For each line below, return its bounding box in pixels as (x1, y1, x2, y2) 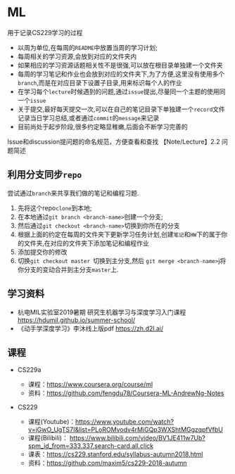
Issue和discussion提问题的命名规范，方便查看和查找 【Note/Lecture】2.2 (7, 137, 220, 146)
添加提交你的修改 (17, 248, 68, 256)
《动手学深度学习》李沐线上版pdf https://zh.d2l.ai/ (17, 324, 164, 333)
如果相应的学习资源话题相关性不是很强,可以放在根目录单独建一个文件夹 (17, 60, 223, 69)
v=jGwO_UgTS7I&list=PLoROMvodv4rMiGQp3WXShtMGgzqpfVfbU (27, 425, 224, 434)
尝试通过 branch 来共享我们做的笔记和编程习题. (7, 188, 139, 197)
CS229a (17, 366, 42, 374)
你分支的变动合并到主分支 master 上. (17, 265, 119, 274)
